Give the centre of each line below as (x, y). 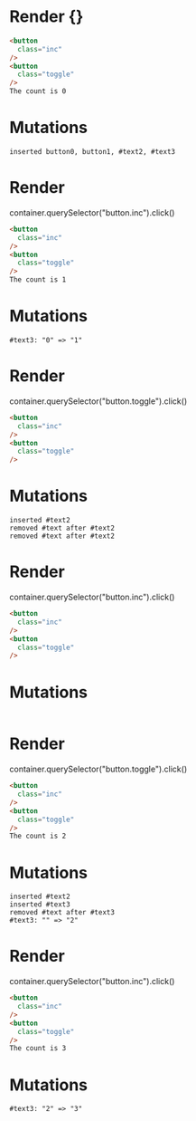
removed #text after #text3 (62, 913)
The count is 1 (38, 280)
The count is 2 (38, 836)
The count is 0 (38, 91)
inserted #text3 (40, 905)
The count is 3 (38, 1049)
